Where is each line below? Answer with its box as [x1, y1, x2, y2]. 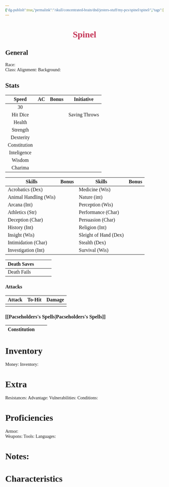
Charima [12, 165, 29, 171]
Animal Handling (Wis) [8, 194, 56, 200]
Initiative [73, 96, 94, 103]
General [5, 48, 29, 57]
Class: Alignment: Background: [5, 67, 61, 72]
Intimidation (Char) [8, 239, 47, 246]
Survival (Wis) [78, 247, 109, 253]
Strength [12, 127, 29, 133]
